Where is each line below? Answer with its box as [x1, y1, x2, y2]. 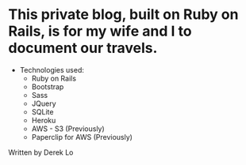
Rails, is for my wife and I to [8, 22, 192, 40]
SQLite [31, 107, 54, 116]
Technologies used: [19, 65, 85, 74]
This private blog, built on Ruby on [8, 6, 239, 24]
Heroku [31, 115, 56, 125]
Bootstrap [31, 81, 64, 92]
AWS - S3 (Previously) [31, 124, 105, 133]
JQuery [31, 99, 57, 108]
